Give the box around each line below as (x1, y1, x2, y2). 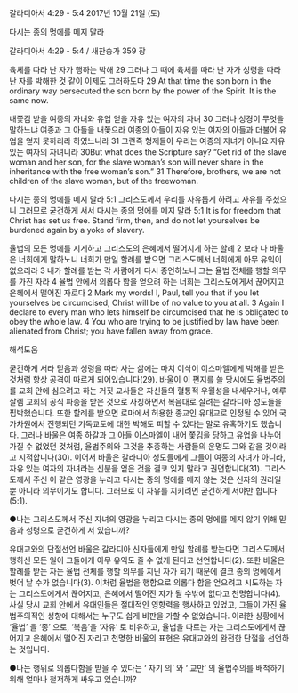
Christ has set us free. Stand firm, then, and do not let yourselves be (9, 215, 260, 225)
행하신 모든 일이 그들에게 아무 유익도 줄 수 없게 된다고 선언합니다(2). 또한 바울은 (9, 555, 286, 565)
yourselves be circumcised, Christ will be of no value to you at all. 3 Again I (9, 297, 285, 308)
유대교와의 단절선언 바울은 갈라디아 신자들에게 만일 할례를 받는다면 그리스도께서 (9, 544, 286, 554)
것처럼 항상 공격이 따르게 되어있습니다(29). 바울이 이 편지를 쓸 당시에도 (9, 375, 255, 384)
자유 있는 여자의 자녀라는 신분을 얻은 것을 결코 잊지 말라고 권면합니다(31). (9, 463, 262, 473)
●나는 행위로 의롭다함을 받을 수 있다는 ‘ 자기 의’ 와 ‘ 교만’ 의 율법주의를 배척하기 (9, 663, 285, 673)
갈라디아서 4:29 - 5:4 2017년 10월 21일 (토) (9, 8, 161, 18)
